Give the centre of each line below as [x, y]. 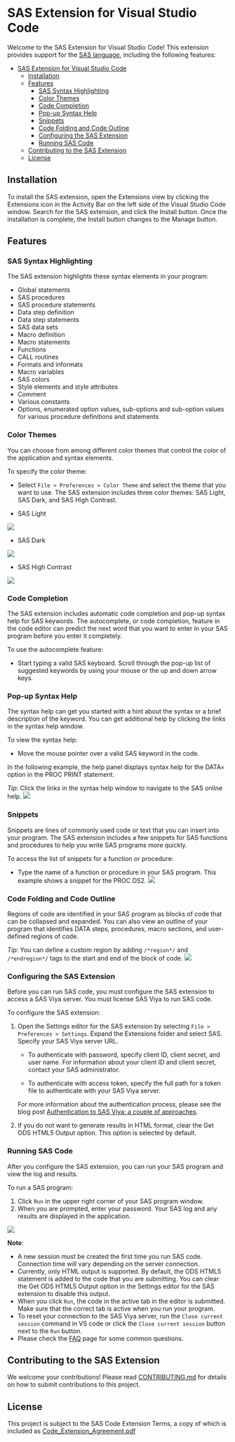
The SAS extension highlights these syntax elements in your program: [108, 276]
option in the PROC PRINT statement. [61, 775]
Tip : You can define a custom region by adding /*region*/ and [98, 949]
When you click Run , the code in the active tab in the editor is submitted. [121, 1301]
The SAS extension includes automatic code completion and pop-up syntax [116, 614]
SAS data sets [38, 327]
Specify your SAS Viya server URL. [68, 1041]
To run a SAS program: [40, 1187]
